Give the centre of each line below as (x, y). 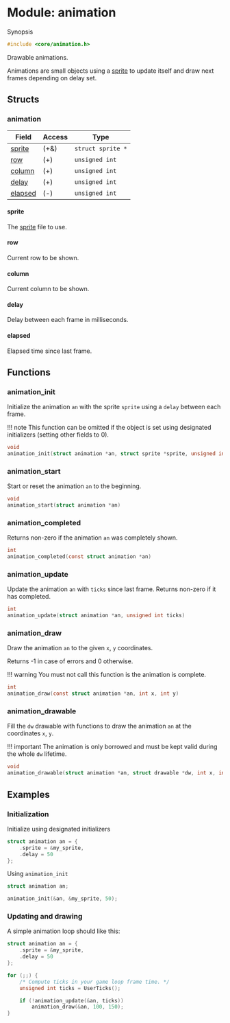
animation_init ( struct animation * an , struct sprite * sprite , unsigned (111, 454)
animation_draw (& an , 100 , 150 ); (78, 1007)
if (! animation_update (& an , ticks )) (72, 1000)
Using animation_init (38, 874)
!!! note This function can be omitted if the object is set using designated (109, 428)
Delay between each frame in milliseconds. (68, 320)
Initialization (28, 814)
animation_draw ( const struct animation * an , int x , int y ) (93, 694)
